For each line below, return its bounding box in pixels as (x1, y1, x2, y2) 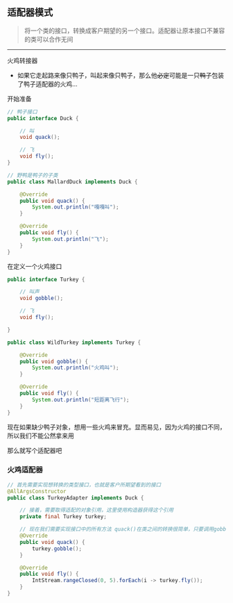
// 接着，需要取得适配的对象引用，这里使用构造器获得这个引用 (19, 506, 174, 514)
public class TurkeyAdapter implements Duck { (7, 494, 144, 502)
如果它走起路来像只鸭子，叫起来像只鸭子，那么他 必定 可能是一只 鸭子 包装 (17, 71, 224, 79)
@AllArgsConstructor (7, 488, 67, 495)
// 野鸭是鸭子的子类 (7, 172, 58, 179)
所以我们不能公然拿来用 (7, 431, 74, 440)
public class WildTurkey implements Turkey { (7, 339, 141, 346)
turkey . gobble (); (32, 545, 82, 552)
